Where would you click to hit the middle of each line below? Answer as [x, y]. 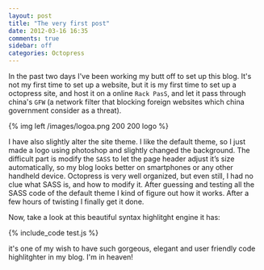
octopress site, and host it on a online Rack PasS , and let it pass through [127, 93]
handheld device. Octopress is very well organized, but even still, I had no [131, 176]
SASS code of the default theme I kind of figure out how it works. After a [129, 193]
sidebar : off [30, 46]
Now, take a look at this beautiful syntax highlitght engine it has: [114, 217]
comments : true [34, 38]
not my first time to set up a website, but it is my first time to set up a [122, 85]
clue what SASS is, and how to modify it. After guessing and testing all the [132, 185]
